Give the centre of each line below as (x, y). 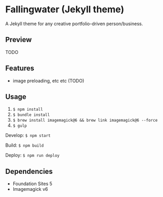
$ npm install (28, 110)
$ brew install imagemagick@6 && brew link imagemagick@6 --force (85, 121)
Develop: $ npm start (28, 135)
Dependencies (29, 171)
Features (20, 68)
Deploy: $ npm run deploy (33, 155)
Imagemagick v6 (30, 189)
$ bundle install (31, 115)
